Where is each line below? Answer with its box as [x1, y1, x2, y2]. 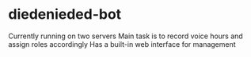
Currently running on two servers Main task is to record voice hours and [8, 31, 243, 41]
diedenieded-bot [8, 5, 122, 23]
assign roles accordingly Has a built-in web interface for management [8, 39, 236, 48]
